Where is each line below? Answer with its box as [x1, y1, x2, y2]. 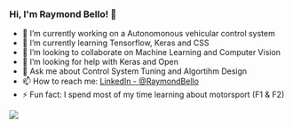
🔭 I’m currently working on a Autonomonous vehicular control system [21, 28, 275, 39]
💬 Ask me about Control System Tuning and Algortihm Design [21, 66, 248, 76]
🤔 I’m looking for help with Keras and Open [21, 57, 179, 68]
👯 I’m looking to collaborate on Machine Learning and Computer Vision [21, 47, 281, 58]
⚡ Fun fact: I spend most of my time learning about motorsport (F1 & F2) [21, 89, 285, 100]
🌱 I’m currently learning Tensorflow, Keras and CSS [21, 37, 210, 48]
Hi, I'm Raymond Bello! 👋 [9, 8, 117, 20]
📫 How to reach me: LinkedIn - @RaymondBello [21, 76, 200, 87]
